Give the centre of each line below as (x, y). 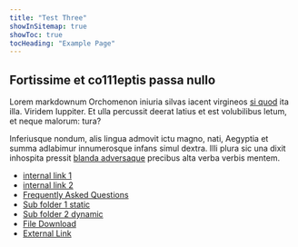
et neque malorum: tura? (55, 121)
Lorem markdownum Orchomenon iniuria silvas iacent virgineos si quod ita (149, 102)
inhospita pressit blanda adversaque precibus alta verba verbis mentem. (144, 158)
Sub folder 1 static (56, 204)
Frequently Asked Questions (75, 195)
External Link (47, 233)
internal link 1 (47, 176)
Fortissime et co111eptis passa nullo (113, 79)
